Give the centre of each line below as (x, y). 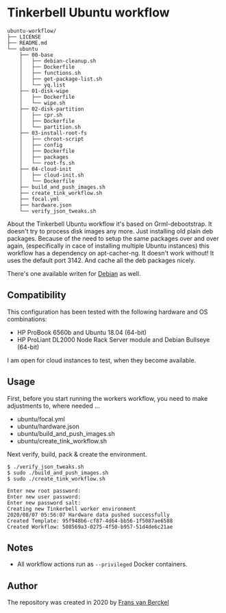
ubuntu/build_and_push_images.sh (66, 433)
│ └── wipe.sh (43, 103)
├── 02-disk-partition (52, 109)
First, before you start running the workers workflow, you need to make (108, 398)
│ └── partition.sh (50, 127)
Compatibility (37, 296)
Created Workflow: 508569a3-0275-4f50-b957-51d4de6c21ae (90, 527)
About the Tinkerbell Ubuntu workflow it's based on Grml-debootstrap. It (110, 224)
